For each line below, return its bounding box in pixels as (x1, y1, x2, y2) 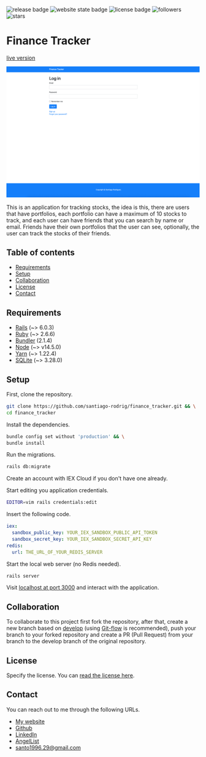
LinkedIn (15, 731, 37, 738)
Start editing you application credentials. (6, 487, 109, 494)
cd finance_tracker (6, 409, 56, 416)
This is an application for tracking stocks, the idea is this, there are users (6, 203, 190, 211)
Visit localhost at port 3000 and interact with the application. (6, 584, 159, 591)
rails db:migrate (6, 464, 51, 470)
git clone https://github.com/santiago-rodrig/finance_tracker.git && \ (6, 403, 196, 409)
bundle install (6, 440, 45, 446)
